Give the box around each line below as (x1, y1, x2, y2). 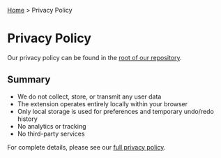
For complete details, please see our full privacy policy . (7, 143, 166, 151)
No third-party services (17, 129, 85, 138)
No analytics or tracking (17, 122, 86, 130)
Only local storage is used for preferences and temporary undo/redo (17, 107, 214, 115)
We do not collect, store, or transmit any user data (17, 92, 162, 101)
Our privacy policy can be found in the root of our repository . (7, 53, 183, 62)
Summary (7, 73, 51, 86)
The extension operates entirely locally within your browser (17, 99, 188, 108)
